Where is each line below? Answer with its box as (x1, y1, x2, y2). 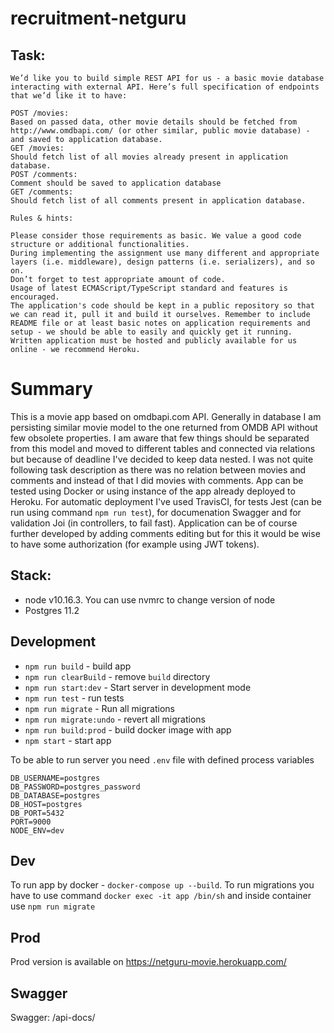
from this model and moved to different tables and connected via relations (10, 442, 316, 454)
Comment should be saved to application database (10, 178, 222, 188)
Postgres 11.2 (24, 604, 80, 616)
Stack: (10, 567, 52, 584)
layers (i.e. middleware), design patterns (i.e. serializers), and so (10, 257, 315, 267)
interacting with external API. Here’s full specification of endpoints (10, 82, 320, 92)
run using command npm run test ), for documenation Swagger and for (10, 506, 302, 518)
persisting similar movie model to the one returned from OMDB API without (10, 421, 318, 433)
